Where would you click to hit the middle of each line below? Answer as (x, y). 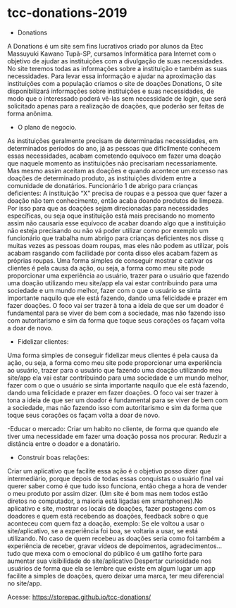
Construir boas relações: (53, 457)
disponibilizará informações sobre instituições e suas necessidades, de (111, 91)
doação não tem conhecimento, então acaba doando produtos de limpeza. (116, 200)
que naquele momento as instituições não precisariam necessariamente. (113, 163)
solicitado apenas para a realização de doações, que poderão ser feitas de (116, 106)
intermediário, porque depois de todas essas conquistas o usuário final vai (116, 478)
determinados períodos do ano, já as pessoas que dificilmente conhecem (114, 148)
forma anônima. (30, 113)
